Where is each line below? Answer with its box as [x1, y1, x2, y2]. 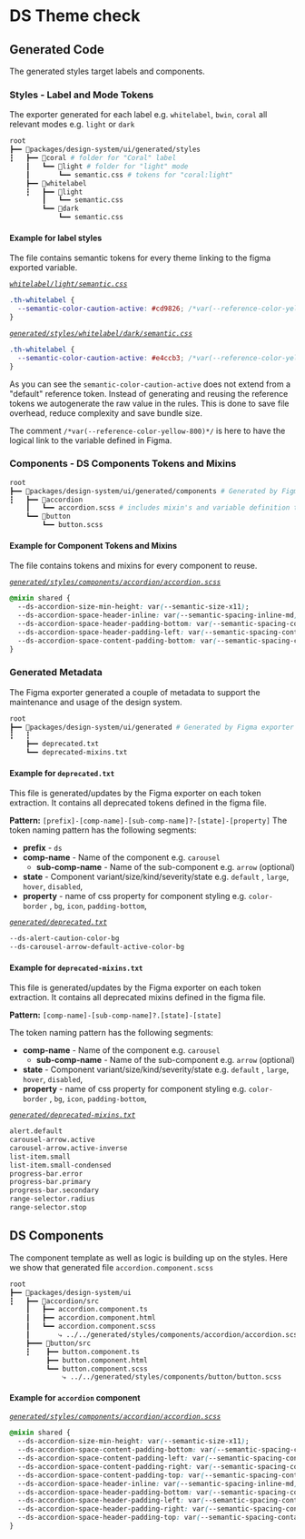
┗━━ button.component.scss [45, 1364, 148, 1373]
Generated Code [9, 42, 104, 57]
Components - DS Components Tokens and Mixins [9, 457, 237, 470]
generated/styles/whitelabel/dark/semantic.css [9, 329, 193, 338]
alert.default [9, 1127, 64, 1136]
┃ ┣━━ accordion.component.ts [25, 1305, 148, 1314]
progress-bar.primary [9, 1178, 92, 1187]
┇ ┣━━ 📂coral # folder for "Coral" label [9, 154, 177, 163]
